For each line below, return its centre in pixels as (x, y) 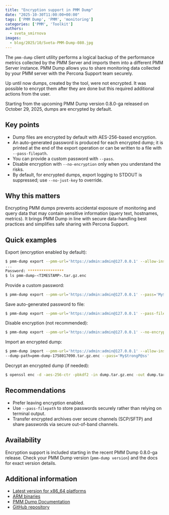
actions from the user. (28, 93)
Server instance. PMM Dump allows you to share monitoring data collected (83, 68)
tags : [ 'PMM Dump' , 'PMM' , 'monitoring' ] (49, 19)
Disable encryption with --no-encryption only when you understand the (87, 164)
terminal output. (29, 413)
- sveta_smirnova (28, 33)
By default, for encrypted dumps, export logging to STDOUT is (77, 174)
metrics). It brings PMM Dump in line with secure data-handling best (76, 219)
